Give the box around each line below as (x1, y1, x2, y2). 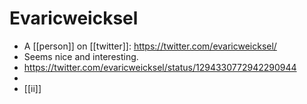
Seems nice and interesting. (23, 50, 139, 62)
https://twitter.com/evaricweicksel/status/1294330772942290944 (23, 61, 297, 73)
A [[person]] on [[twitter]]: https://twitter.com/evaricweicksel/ (23, 40, 277, 52)
